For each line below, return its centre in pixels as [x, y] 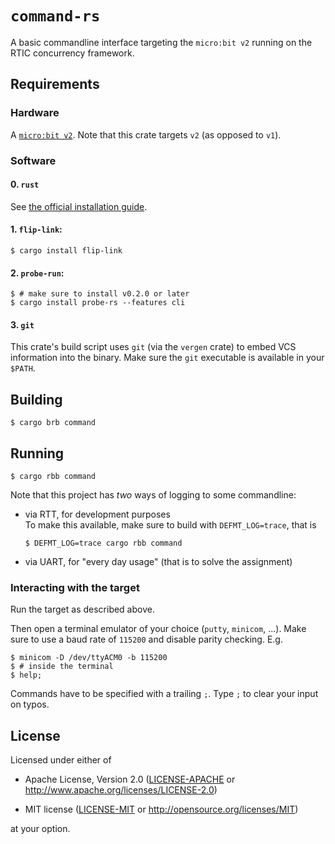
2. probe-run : [37, 273]
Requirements [55, 84]
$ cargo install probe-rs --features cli [98, 303]
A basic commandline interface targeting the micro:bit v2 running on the [161, 42]
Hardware [35, 113]
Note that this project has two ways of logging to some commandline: [153, 494]
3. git [22, 324]
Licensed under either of [61, 760]
